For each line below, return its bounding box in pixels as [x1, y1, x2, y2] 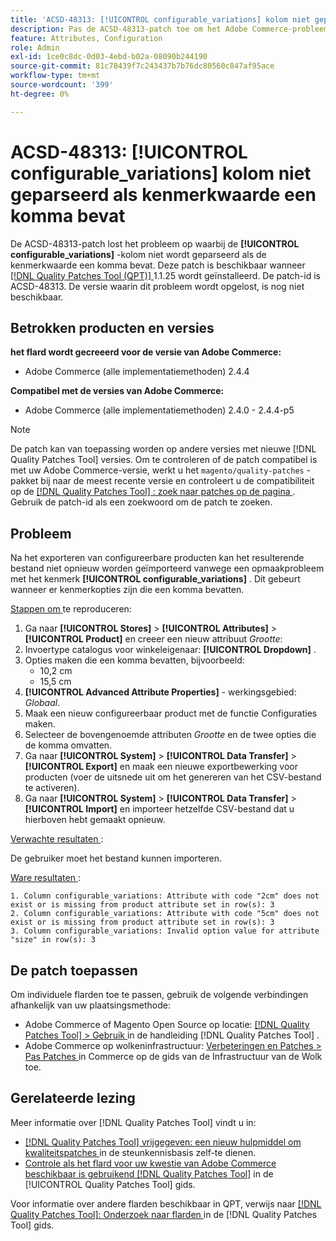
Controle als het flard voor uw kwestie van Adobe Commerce [24, 1157, 277, 1169]
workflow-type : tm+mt [10, 71, 101, 81]
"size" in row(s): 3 [10, 935, 97, 945]
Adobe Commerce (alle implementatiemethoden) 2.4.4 [24, 366, 250, 378]
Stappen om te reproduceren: [10, 603, 132, 615]
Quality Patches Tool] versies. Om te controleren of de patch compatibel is [10, 454, 318, 466]
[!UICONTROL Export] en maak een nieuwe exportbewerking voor [24, 761, 299, 773]
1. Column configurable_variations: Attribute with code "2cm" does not [10, 891, 320, 901]
